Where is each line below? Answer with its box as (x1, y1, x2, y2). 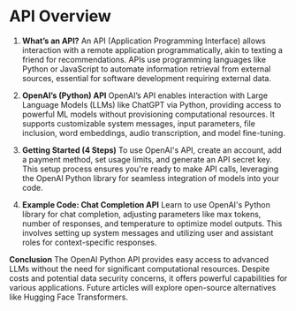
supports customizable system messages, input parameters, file (21, 118, 256, 129)
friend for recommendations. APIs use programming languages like (21, 54, 267, 64)
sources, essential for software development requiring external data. (21, 72, 272, 83)
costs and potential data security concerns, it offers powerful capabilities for (9, 272, 288, 284)
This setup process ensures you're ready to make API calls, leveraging (21, 163, 279, 174)
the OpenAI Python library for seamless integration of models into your (21, 172, 280, 183)
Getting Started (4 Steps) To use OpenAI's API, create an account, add (21, 144, 282, 155)
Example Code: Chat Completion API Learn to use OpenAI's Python (21, 199, 271, 209)
